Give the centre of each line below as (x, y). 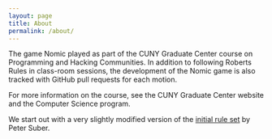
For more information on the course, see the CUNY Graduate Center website (136, 95)
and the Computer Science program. (70, 104)
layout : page (30, 16)
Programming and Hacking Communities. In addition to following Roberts (130, 62)
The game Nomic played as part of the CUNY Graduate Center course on (131, 54)
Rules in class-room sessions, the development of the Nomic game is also (132, 71)
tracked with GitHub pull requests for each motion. (93, 80)
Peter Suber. (29, 128)
